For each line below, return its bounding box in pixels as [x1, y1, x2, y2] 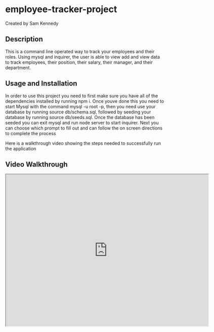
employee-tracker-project [5, 4, 117, 15]
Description [5, 35, 43, 44]
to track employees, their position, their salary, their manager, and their [5, 59, 153, 65]
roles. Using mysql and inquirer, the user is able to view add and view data [5, 54, 160, 60]
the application [5, 145, 36, 151]
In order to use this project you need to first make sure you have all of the [5, 93, 158, 99]
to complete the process [5, 130, 57, 136]
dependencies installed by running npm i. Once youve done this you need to [5, 98, 164, 104]
